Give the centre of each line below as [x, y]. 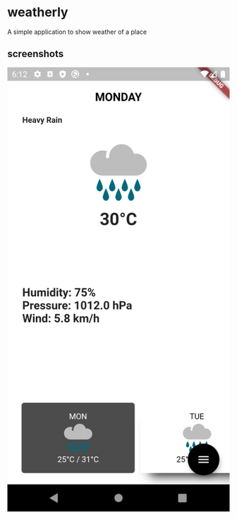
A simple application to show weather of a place [77, 32]
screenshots [36, 54]
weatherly [38, 12]
